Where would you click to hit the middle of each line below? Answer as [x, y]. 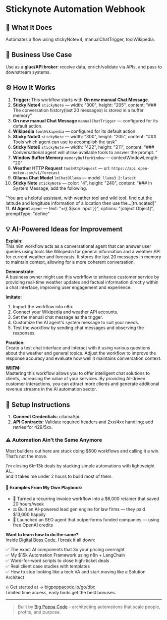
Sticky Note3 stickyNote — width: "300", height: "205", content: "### [84, 136]
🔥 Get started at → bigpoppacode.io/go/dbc [51, 587]
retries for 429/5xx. [33, 427]
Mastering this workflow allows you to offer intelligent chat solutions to [78, 373]
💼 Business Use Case [39, 55]
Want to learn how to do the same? [42, 534]
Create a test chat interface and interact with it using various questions [78, 348]
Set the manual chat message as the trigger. [58, 317]
